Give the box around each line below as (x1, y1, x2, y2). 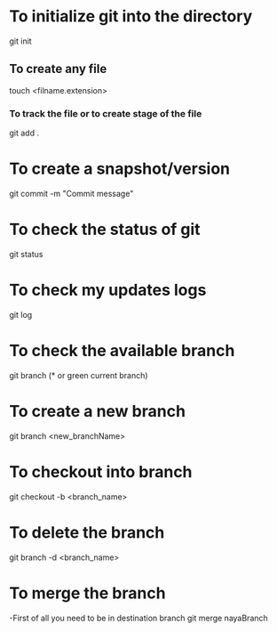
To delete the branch (9, 523, 165, 542)
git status (9, 248, 44, 259)
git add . (9, 127, 40, 139)
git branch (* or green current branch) (9, 369, 148, 380)
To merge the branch (9, 583, 166, 603)
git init (9, 36, 33, 46)
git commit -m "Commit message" (9, 188, 134, 199)
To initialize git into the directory (9, 6, 253, 27)
